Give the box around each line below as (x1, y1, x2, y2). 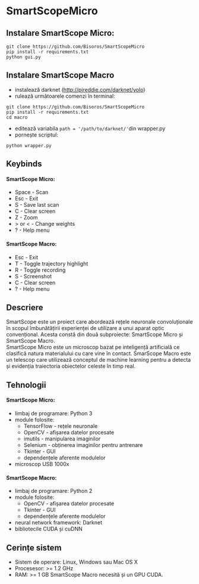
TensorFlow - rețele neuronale (23, 423, 98, 430)
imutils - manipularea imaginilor (23, 435, 101, 442)
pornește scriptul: (14, 131, 58, 138)
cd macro (6, 114, 28, 120)
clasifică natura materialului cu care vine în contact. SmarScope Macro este (6, 350, 191, 357)
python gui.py (6, 54, 42, 60)
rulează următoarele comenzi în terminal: (14, 92, 115, 100)
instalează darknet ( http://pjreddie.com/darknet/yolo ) (14, 86, 146, 93)
